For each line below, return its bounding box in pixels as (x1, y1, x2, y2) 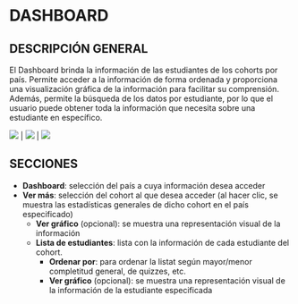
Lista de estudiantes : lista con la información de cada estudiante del (35, 237, 289, 248)
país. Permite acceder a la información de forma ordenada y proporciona (9, 74, 278, 85)
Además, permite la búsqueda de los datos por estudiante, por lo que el (9, 93, 274, 104)
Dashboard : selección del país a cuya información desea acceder (21, 180, 266, 190)
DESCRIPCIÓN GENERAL (9, 41, 149, 56)
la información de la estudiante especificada (48, 284, 213, 295)
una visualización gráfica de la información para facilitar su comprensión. (9, 84, 280, 94)
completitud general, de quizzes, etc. (48, 266, 186, 276)
